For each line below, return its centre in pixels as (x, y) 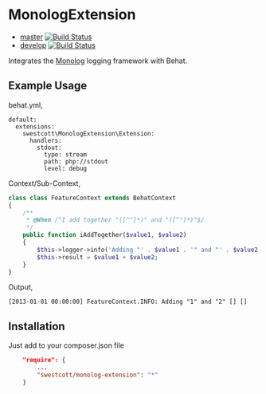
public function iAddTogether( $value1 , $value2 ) (105, 235)
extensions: (35, 126)
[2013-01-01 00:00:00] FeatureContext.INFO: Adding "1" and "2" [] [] (128, 302)
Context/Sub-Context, (45, 183)
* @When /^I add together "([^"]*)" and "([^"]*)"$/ (115, 220)
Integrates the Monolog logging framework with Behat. (98, 61)
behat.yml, (26, 104)
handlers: (45, 140)
